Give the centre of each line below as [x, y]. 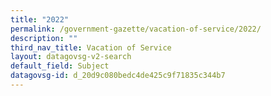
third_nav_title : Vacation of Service [91, 47]
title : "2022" [40, 19]
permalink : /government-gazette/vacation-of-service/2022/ [136, 29]
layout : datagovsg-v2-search [71, 57]
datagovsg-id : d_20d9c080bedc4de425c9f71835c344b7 [118, 76]
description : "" [44, 38]
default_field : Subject [60, 66]
